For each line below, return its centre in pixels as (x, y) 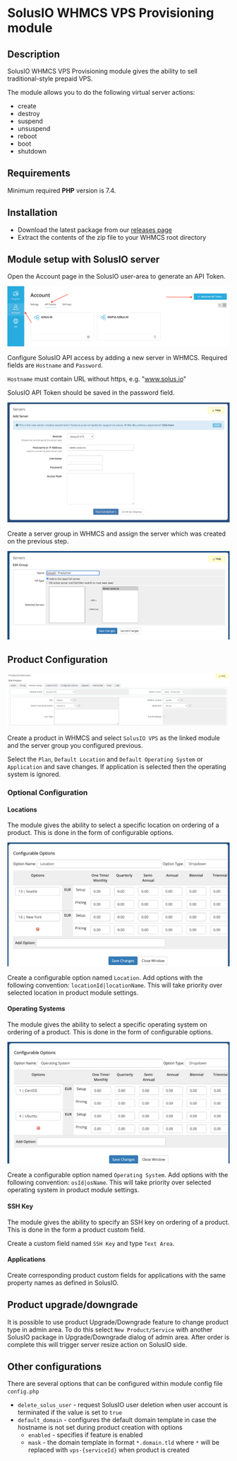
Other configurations (55, 1367)
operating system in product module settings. (73, 1190)
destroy (29, 114)
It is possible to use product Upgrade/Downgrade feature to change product (118, 1322)
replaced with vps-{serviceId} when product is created (109, 1450)
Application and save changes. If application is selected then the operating (117, 767)
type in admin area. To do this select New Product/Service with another (110, 1329)
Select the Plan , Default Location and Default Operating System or (105, 759)
